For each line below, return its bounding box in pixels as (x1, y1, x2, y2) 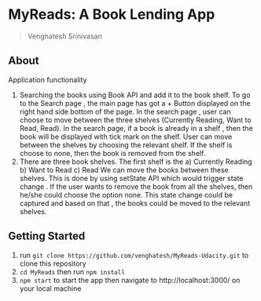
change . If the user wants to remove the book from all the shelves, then (19, 182, 253, 191)
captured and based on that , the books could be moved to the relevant (19, 198, 250, 208)
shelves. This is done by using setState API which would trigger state (19, 173, 244, 183)
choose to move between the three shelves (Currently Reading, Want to (19, 115, 252, 125)
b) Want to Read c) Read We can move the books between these (19, 165, 230, 174)
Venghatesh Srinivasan (27, 31, 102, 41)
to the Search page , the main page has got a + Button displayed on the (19, 98, 251, 107)
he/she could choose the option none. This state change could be (19, 190, 233, 199)
